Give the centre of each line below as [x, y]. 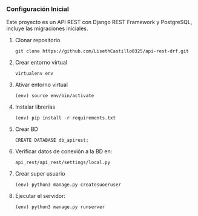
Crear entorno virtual [41, 63]
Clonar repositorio [38, 40]
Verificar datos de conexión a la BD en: [64, 151]
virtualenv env [34, 74]
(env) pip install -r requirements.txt [65, 118]
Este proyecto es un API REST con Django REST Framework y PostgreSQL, [99, 22]
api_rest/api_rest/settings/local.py [63, 163]
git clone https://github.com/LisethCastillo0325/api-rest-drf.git [102, 51]
